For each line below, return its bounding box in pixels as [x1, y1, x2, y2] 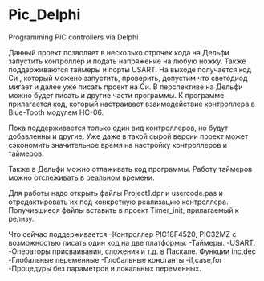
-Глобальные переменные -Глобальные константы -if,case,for [8, 255, 223, 264]
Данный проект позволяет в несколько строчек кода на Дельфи [8, 47, 230, 57]
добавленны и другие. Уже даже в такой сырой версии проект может [8, 131, 249, 141]
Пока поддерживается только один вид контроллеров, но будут [8, 123, 229, 132]
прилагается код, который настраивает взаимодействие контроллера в [8, 99, 255, 108]
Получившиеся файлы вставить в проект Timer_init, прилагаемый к [8, 205, 239, 214]
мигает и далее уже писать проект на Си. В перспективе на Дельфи [8, 82, 243, 92]
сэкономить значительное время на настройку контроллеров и [8, 140, 227, 149]
